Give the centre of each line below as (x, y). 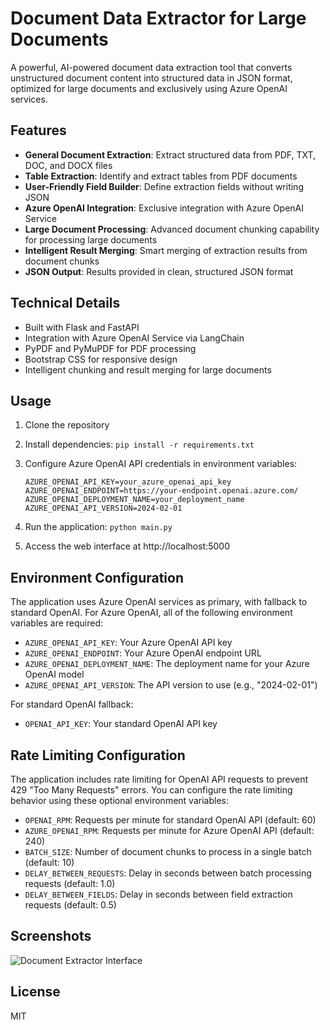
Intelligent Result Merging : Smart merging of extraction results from (166, 250)
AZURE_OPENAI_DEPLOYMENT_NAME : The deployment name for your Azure (167, 664)
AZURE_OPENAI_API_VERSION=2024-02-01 (103, 508)
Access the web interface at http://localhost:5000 (127, 546)
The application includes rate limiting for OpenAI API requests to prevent (159, 779)
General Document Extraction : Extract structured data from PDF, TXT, (170, 154)
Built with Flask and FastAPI (82, 327)
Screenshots (51, 936)
